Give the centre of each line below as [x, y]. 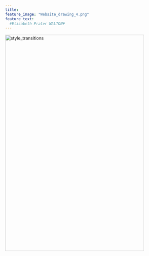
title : [12, 10]
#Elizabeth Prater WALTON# [37, 23]
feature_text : [20, 19]
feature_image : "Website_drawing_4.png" [47, 14]
